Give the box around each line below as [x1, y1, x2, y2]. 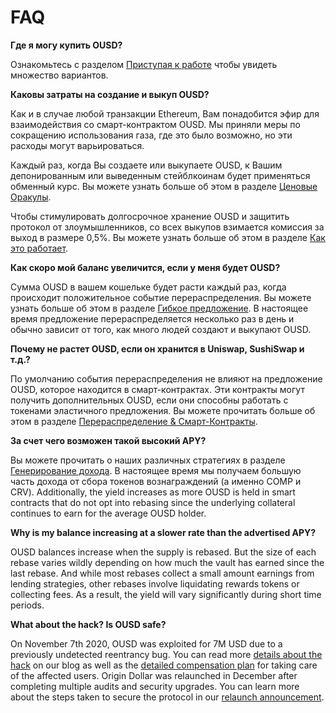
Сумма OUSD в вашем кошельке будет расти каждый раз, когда [10, 281, 287, 293]
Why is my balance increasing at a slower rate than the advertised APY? [10, 526, 317, 538]
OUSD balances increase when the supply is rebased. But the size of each [10, 546, 317, 558]
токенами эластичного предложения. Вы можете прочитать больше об [10, 404, 316, 416]
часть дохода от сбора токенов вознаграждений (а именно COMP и [10, 475, 302, 487]
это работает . [10, 242, 69, 254]
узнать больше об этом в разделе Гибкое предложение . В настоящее [10, 302, 309, 314]
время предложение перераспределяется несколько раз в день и [10, 312, 295, 325]
